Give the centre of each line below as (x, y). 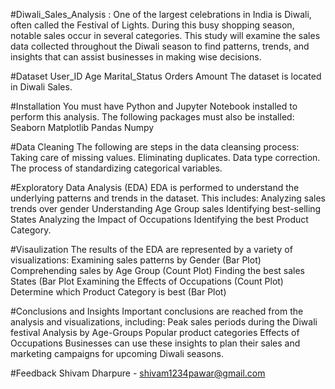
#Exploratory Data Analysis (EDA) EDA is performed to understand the (155, 187)
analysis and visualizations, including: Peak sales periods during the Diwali (164, 322)
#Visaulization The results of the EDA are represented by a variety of (151, 249)
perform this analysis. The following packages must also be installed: (152, 117)
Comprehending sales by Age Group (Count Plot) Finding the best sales (157, 270)
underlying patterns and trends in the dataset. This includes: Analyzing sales (168, 198)
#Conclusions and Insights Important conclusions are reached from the (157, 311)
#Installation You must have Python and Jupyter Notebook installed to (154, 106)
